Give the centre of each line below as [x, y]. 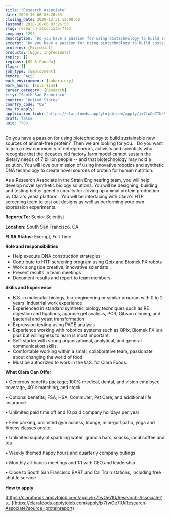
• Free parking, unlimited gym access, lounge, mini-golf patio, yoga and [80, 422]
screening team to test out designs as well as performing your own [75, 202]
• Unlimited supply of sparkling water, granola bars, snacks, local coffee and [85, 437]
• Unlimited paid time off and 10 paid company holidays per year [72, 412]
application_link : [25, 114]
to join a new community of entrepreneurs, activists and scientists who [79, 148]
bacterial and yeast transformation [49, 319]
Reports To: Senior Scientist [35, 217]
